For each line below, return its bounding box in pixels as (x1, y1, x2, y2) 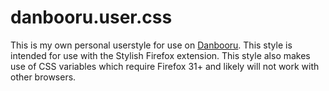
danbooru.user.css (10, 6, 173, 29)
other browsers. (10, 71, 77, 83)
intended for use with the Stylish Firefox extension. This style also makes (10, 49, 311, 61)
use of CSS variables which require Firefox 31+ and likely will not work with (10, 60, 320, 72)
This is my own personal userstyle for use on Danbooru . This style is (10, 39, 293, 51)
